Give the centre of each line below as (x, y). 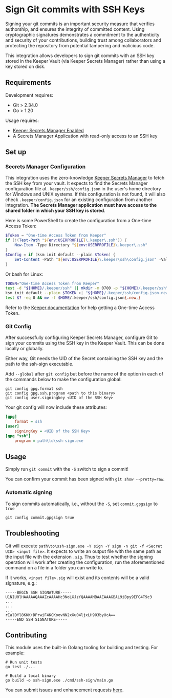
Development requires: (29, 95)
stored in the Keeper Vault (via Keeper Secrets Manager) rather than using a (85, 61)
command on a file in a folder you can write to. (55, 567)
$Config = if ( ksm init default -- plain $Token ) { (60, 255)
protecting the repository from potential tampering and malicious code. (80, 45)
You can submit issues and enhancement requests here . (64, 690)
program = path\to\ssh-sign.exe (49, 441)
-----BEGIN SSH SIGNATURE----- (39, 593)
